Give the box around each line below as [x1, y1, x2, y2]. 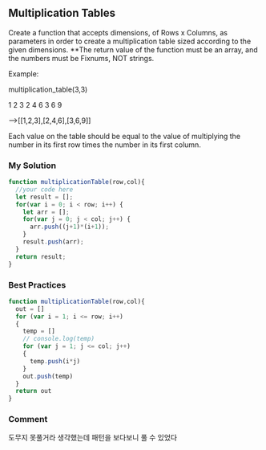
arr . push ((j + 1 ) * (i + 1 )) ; [29, 223, 110, 231]
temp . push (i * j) [29, 357, 81, 365]
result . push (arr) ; [22, 238, 84, 246]
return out [15, 387, 52, 395]
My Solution [8, 160, 57, 171]
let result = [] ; [15, 193, 74, 201]
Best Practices [8, 279, 66, 290]
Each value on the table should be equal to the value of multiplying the [8, 131, 241, 141]
